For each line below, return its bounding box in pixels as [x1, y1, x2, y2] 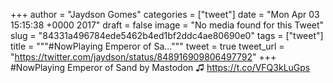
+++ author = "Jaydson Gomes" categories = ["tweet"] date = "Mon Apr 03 [10, 9, 320, 20]
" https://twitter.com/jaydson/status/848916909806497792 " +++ [10, 51, 277, 63]
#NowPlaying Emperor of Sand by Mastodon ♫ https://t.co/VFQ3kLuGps [10, 62, 311, 73]
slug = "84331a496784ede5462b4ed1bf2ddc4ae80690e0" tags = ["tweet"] [10, 30, 324, 41]
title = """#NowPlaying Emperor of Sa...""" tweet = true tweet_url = [10, 40, 285, 52]
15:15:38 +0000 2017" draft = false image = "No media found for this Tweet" [10, 19, 325, 31]
